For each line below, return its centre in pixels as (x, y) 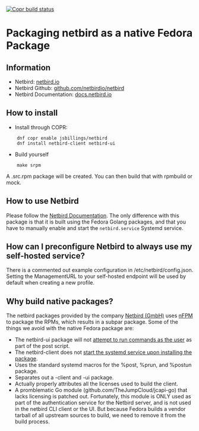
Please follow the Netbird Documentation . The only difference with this (93, 215)
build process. (32, 422)
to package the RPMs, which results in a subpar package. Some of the (92, 322)
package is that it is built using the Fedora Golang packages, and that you (96, 222)
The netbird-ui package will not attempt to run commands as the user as (103, 340)
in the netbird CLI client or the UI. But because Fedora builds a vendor (100, 409)
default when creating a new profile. (50, 283)
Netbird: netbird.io (37, 82)
